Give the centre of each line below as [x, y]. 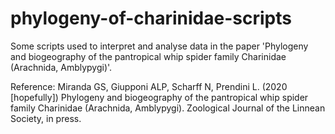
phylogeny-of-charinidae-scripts [151, 18]
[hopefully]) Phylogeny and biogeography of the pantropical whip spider [159, 97]
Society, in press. [46, 118]
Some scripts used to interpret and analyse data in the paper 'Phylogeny [159, 46]
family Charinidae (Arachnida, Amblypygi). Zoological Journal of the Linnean [168, 108]
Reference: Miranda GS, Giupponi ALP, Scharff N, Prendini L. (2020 [149, 86]
